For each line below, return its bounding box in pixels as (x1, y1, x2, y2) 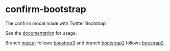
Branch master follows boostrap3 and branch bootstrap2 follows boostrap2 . (5, 39, 165, 46)
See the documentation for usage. (5, 30, 77, 36)
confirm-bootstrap (5, 4, 87, 15)
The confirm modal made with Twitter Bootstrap (5, 20, 106, 26)
